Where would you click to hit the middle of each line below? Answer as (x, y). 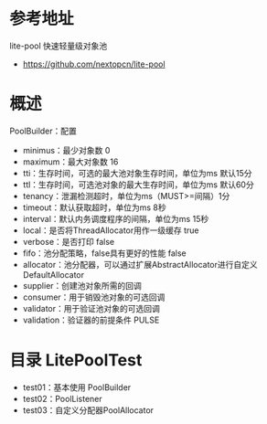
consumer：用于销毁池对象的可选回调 (94, 297)
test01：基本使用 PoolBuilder (77, 387)
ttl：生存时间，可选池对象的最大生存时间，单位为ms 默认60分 (138, 185)
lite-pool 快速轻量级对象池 (59, 46)
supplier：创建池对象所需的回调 (82, 285)
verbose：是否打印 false (69, 241)
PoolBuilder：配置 (43, 131)
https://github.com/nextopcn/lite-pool (94, 64)
